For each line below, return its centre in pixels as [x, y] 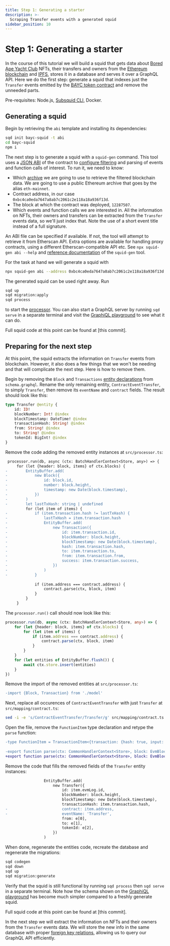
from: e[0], [74, 818]
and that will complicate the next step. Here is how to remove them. [75, 369]
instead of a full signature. [40, 226]
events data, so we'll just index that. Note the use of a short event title [85, 221]
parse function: [21, 733]
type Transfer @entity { [31, 405]
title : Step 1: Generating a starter [45, 10]
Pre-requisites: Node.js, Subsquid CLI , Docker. [54, 100]
